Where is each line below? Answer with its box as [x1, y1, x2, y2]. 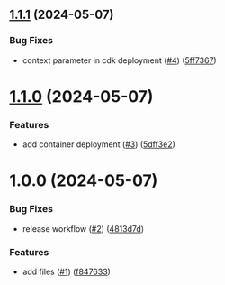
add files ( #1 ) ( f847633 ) [22, 266, 111, 277]
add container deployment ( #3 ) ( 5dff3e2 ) [22, 139, 175, 150]
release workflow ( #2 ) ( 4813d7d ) [22, 223, 145, 234]
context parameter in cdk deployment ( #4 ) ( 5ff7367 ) [22, 54, 218, 66]
